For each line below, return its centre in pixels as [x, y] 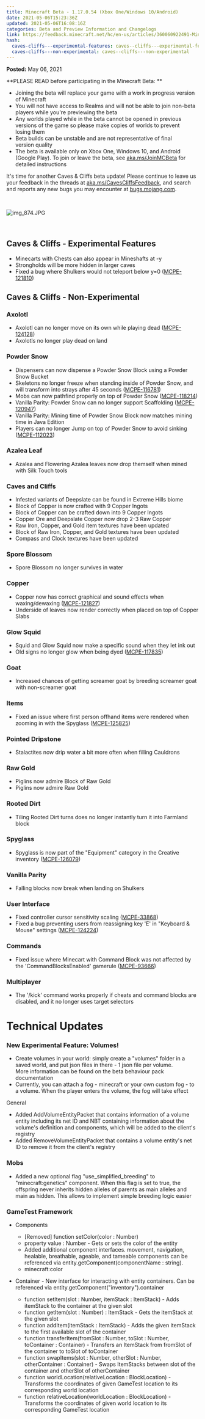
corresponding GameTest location [67, 1410]
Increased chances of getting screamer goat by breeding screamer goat [106, 681]
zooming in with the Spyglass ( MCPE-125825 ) [73, 723]
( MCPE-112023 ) [35, 435]
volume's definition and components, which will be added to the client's [105, 1128]
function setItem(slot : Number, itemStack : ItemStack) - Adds [102, 1299]
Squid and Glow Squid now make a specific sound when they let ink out [105, 646]
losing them [30, 131]
